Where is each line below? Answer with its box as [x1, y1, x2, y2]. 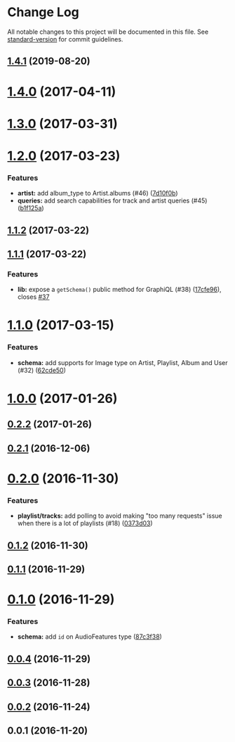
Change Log [7, 4, 79, 20]
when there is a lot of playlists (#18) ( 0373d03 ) [17, 519, 153, 527]
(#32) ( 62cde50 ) [17, 366, 67, 374]
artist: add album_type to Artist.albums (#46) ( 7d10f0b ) [17, 189, 178, 198]
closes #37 [17, 293, 50, 301]
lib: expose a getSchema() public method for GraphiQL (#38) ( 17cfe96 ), [17, 286, 222, 294]
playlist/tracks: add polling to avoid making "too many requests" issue [17, 511, 222, 520]
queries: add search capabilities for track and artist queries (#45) [17, 196, 208, 205]
